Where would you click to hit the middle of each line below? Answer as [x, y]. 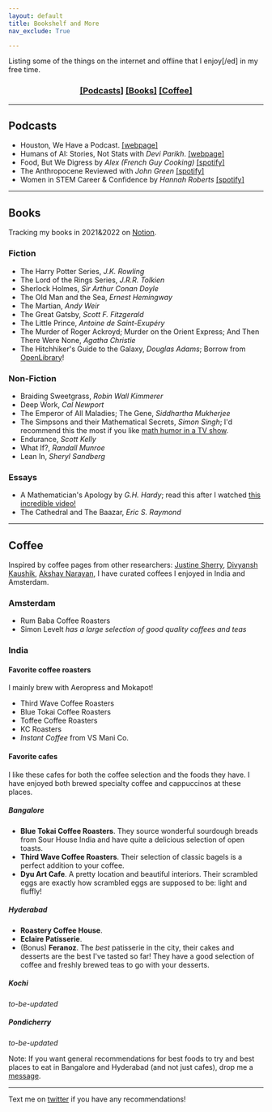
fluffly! [31, 891]
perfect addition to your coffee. [72, 865]
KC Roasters [41, 729]
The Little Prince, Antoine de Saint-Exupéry [92, 323]
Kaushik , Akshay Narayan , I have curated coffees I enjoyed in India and [127, 573]
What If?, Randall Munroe [62, 448]
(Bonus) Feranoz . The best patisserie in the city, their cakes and [127, 947]
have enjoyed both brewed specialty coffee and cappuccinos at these [125, 783]
